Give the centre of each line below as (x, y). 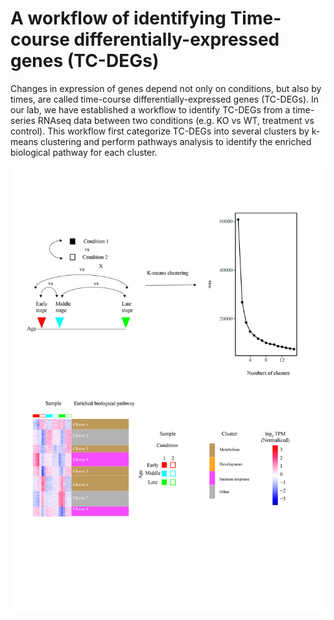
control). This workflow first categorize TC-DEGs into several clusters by (160, 131)
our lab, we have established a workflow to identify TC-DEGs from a (150, 109)
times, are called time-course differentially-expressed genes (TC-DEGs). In (164, 99)
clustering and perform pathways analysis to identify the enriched (176, 141)
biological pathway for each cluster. (84, 152)
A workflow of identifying (118, 18)
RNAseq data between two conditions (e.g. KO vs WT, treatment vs (176, 120)
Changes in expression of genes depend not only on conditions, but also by (166, 88)
